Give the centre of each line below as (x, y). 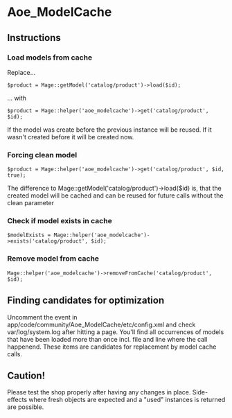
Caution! (26, 375)
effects (17, 400)
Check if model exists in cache (60, 221)
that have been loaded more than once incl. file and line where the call (107, 339)
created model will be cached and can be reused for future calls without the (115, 195)
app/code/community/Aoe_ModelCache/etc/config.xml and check (101, 324)
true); (17, 175)
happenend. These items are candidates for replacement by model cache (112, 347)
